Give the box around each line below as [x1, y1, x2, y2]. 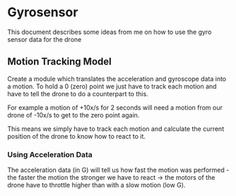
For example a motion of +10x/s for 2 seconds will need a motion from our [7, 103, 223, 112]
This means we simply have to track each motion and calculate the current [7, 125, 225, 133]
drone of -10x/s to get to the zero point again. [7, 110, 140, 119]
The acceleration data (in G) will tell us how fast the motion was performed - [7, 166, 230, 174]
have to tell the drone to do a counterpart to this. [7, 89, 148, 98]
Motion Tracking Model [7, 56, 112, 68]
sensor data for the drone [7, 35, 82, 43]
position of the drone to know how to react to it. [7, 132, 146, 140]
